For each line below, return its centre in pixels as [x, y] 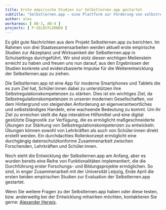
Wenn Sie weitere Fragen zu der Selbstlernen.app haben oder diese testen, [82, 192]
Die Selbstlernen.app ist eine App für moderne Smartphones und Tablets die [83, 83]
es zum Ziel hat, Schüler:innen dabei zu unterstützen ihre [63, 88]
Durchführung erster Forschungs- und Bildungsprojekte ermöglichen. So [79, 167]
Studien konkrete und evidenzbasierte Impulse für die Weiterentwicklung [79, 68]
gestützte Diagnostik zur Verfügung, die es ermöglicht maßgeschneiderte [80, 120]
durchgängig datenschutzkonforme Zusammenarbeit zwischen [69, 141]
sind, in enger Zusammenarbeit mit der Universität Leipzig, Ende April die [80, 171]
